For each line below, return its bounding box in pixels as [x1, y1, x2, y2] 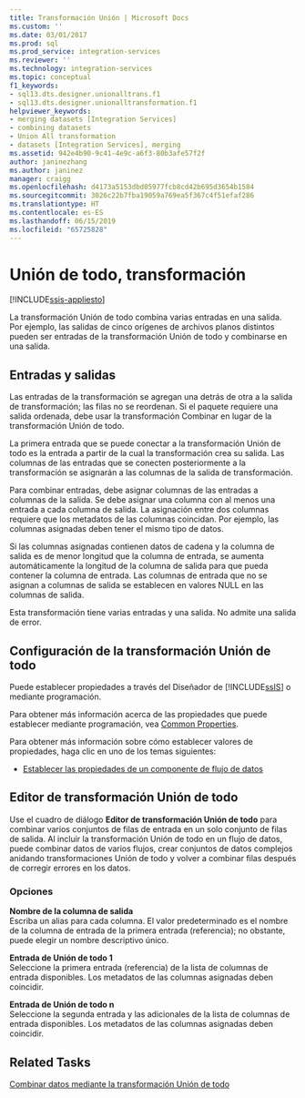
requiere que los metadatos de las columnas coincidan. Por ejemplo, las [9, 513, 280, 524]
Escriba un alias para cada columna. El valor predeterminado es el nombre [9, 916, 289, 927]
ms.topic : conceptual [9, 73, 92, 82]
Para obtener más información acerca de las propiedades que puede [9, 709, 268, 720]
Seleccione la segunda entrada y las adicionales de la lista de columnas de [9, 1009, 290, 1020]
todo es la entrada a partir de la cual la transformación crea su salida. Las [9, 448, 285, 459]
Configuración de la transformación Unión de [9, 643, 271, 658]
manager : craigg [9, 174, 71, 183]
